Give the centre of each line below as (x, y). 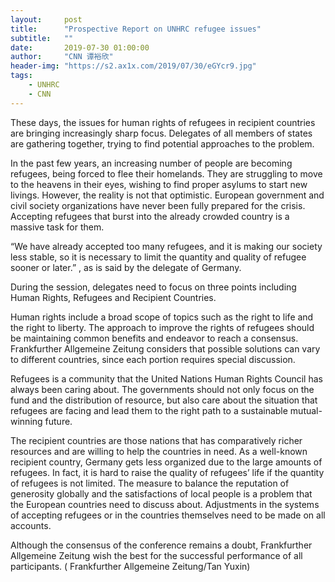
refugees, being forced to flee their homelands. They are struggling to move (166, 173)
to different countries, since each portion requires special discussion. (153, 359)
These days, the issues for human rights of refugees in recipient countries (163, 122)
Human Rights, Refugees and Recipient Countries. (113, 297)
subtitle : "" (42, 38)
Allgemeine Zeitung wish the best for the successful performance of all (156, 555)
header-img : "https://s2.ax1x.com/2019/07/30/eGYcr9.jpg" (133, 66)
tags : (21, 76)
